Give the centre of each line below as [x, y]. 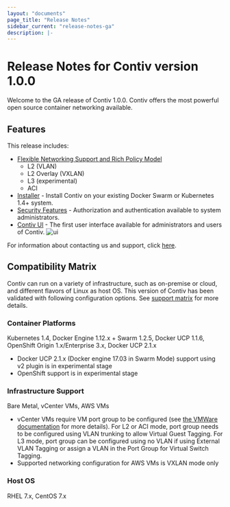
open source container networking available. [70, 108]
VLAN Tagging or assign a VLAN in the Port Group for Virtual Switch [113, 449]
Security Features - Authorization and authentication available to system [119, 210]
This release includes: [38, 146]
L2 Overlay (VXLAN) [56, 173]
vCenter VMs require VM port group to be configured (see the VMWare [117, 419]
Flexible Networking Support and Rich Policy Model [89, 159]
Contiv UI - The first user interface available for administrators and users [119, 225]
